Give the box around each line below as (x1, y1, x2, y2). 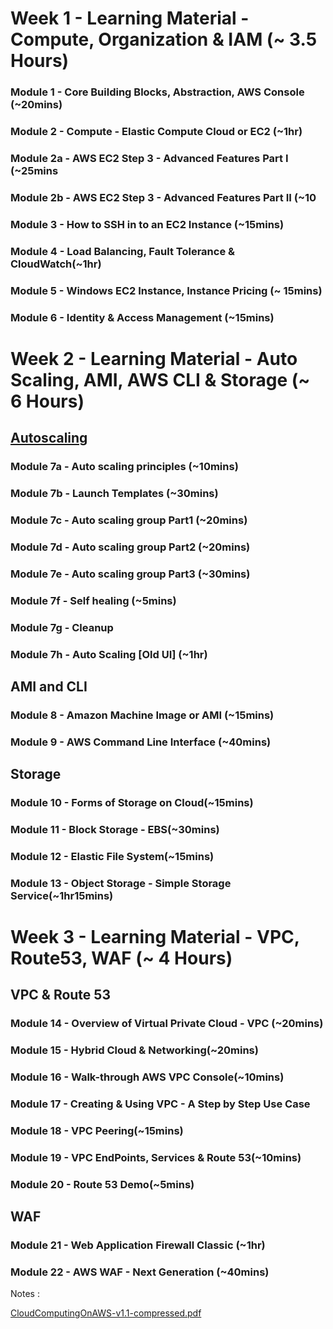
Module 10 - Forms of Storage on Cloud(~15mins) (10, 796, 254, 810)
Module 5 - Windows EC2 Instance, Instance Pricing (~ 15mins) (10, 283, 323, 297)
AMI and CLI (10, 678, 88, 695)
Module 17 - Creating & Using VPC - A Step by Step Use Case (10, 1097, 311, 1111)
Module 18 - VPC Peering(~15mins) (10, 1124, 184, 1138)
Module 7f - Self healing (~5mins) (10, 593, 177, 607)
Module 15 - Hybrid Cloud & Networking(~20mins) (10, 1043, 259, 1057)
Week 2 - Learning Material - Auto (10, 347, 298, 370)
